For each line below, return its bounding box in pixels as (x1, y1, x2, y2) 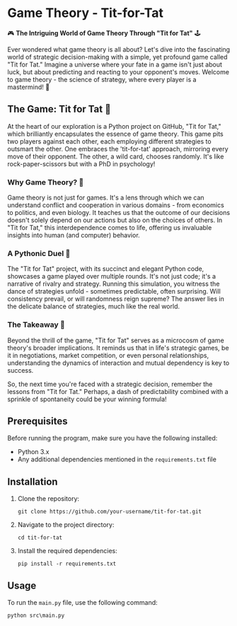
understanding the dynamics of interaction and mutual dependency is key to (7, 359, 230, 367)
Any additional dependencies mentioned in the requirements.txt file (17, 455, 217, 464)
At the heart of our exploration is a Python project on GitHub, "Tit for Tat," (7, 122, 221, 130)
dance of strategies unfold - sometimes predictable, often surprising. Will (7, 287, 221, 296)
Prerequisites (7, 415, 68, 427)
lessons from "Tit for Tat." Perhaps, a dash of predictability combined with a (7, 387, 229, 395)
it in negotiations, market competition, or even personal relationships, (7, 351, 209, 359)
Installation (7, 475, 58, 487)
